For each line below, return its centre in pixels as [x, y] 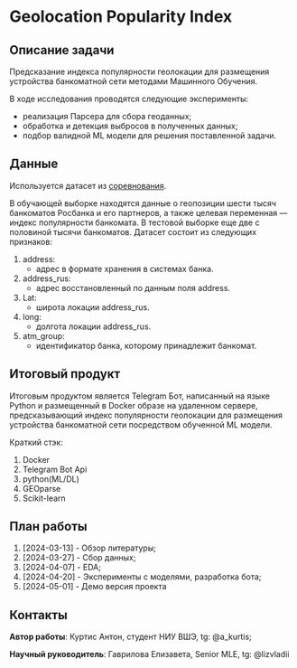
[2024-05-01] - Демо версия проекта [94, 587]
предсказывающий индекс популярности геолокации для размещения [146, 415]
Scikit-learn [44, 498]
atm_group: [43, 335]
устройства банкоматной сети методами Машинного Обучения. [134, 81]
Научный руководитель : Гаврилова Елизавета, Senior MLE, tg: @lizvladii [149, 654]
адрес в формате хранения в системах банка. [125, 268]
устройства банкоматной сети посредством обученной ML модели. [141, 424]
